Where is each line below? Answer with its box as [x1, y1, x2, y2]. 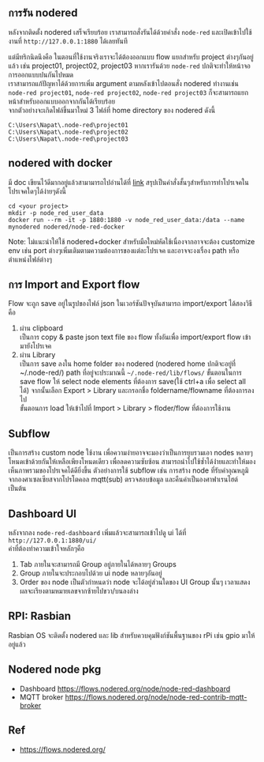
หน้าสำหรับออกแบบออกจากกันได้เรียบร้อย [8, 96, 116, 106]
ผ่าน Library [19, 350, 56, 360]
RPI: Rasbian [8, 609, 72, 623]
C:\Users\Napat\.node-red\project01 [8, 121, 128, 129]
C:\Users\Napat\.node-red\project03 [8, 134, 128, 143]
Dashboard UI [8, 507, 77, 520]
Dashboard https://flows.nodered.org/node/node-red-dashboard [19, 684, 231, 693]
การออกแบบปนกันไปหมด [8, 70, 74, 79]
